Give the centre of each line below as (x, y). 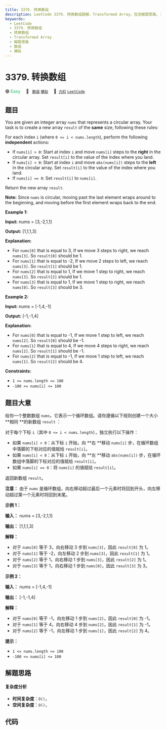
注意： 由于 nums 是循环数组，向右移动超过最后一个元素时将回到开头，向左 (81, 489)
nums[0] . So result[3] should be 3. (48, 287)
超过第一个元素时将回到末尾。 (40, 495)
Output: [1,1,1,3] (21, 231)
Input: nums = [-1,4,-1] (28, 307)
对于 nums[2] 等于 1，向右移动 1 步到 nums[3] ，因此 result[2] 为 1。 (81, 560)
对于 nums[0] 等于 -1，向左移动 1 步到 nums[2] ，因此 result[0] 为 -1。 (83, 618)
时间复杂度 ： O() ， (31, 698)
